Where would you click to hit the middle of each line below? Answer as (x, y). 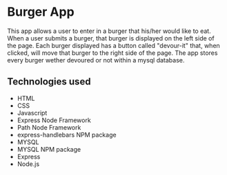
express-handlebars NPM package (67, 135)
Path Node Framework (49, 127)
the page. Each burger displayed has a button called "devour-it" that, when (114, 45)
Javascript (32, 113)
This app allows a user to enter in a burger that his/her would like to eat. (109, 31)
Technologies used (49, 82)
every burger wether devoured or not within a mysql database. (96, 60)
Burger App (41, 12)
